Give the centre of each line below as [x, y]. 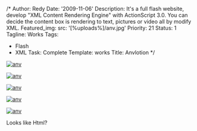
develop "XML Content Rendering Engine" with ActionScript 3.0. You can [97, 15]
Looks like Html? [27, 123]
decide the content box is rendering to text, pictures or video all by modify [99, 21]
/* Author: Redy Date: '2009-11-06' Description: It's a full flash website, [95, 9]
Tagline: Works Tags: [32, 34]
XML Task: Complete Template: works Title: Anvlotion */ [85, 53]
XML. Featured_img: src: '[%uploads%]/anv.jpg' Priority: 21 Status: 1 [92, 28]
